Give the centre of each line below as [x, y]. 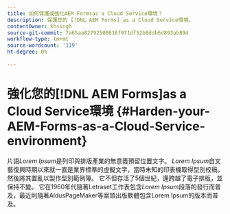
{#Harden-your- [163, 111]
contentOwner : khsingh [39, 26]
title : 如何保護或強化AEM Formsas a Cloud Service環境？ [85, 13]
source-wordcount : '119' [43, 45]
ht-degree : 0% [27, 52]
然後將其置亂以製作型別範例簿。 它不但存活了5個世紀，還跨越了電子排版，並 [115, 178]
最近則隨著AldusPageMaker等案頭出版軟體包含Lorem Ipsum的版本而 [116, 195]
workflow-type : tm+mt [38, 39]
